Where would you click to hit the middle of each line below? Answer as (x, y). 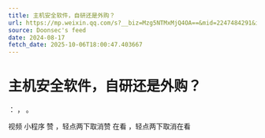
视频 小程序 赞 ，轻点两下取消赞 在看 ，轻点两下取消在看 (99, 126)
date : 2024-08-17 (37, 37)
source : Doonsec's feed (47, 30)
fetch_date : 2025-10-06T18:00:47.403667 (76, 45)
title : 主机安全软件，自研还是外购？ (62, 15)
